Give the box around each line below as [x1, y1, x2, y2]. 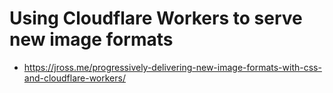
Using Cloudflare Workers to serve [9, 7, 303, 30]
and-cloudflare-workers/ [23, 72, 126, 84]
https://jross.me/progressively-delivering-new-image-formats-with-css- [23, 61, 322, 73]
